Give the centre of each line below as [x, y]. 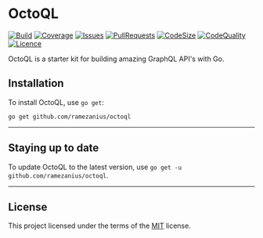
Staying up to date [54, 148]
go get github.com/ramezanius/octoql [70, 117]
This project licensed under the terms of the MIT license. [100, 226]
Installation [36, 83]
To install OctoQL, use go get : [56, 102]
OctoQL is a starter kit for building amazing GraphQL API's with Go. [116, 59]
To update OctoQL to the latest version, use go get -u [95, 167]
